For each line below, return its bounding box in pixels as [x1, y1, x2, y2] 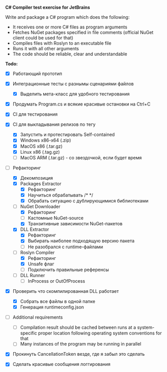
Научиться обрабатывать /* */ [27, 192, 93, 198]
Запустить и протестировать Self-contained [20, 131, 115, 138]
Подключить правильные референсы [27, 266, 109, 273]
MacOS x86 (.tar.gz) [20, 143, 63, 149]
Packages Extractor [20, 180, 62, 187]
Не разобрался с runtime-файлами [27, 244, 103, 250]
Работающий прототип [12, 71, 62, 77]
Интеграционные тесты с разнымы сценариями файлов [12, 81, 134, 87]
